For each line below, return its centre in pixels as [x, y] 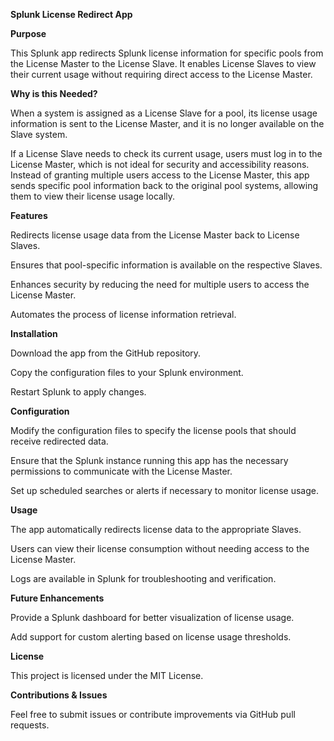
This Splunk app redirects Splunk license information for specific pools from [167, 53]
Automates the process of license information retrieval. [123, 314]
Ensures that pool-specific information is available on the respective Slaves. [166, 265]
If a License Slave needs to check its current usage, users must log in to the [166, 153]
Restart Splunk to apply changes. [78, 392]
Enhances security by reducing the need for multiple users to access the [160, 284]
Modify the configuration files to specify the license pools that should [153, 430]
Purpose [28, 33]
